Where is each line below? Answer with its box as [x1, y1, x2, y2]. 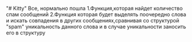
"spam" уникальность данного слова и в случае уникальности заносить [6, 23, 187, 30]
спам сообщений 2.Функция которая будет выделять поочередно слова [6, 11, 187, 18]
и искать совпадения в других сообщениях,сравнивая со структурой [6, 17, 180, 24]
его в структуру [6, 29, 46, 36]
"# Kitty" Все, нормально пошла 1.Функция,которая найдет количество [6, 5, 183, 12]
